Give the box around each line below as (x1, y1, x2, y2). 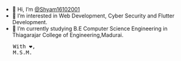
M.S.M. (13, 49, 32, 56)
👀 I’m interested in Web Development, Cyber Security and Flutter (12, 12, 175, 19)
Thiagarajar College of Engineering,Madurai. (12, 31, 124, 39)
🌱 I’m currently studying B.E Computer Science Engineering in (12, 25, 168, 32)
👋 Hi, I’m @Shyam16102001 (12, 6, 80, 13)
